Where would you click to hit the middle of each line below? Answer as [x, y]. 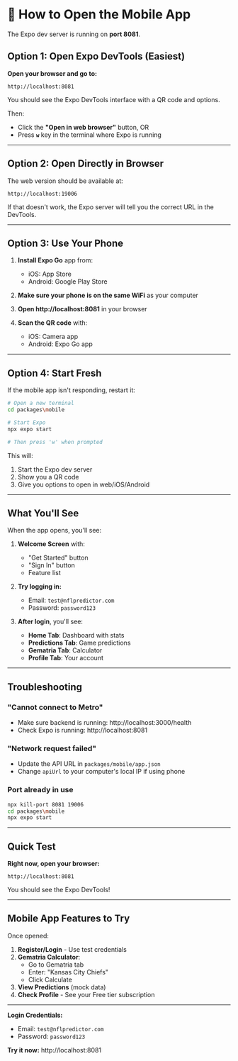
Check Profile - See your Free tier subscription [86, 994]
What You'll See [43, 513]
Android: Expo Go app [61, 344]
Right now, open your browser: [53, 864]
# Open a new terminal [41, 404]
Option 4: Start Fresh [55, 373]
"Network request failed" [52, 748]
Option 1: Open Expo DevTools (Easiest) [96, 56]
